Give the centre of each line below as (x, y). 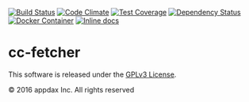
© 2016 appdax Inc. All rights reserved (71, 89)
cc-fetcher (44, 53)
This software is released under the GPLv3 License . (92, 74)
